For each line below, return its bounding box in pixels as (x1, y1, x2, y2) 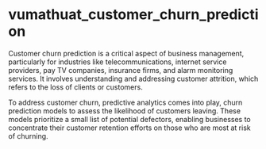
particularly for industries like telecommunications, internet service (8, 57, 227, 67)
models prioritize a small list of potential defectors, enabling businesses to (8, 114, 252, 124)
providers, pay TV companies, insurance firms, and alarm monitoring (8, 65, 233, 74)
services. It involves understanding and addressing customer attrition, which (8, 74, 259, 83)
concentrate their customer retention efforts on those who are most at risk (8, 123, 252, 132)
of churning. (8, 131, 49, 140)
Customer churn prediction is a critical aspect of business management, (8, 48, 245, 58)
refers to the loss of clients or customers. (8, 82, 143, 92)
